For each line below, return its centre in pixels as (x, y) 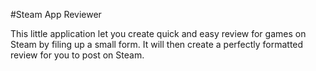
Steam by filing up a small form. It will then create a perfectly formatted (157, 44)
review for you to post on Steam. (77, 55)
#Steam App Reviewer (56, 14)
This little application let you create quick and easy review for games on (158, 33)
